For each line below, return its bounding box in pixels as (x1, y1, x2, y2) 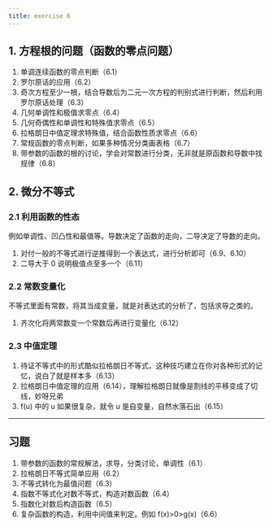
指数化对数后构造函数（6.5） (19, 499, 117, 508)
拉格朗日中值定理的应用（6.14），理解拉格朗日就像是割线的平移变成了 (19, 381, 251, 390)
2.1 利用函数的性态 (8, 211, 80, 222)
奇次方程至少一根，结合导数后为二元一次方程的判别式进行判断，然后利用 (19, 87, 262, 98)
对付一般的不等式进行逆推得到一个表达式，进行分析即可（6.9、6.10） (19, 249, 251, 259)
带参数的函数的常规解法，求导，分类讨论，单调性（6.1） (19, 458, 207, 468)
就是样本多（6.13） (55, 371, 119, 381)
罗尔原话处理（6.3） (19, 98, 89, 107)
